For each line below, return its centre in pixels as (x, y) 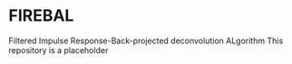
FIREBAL (41, 16)
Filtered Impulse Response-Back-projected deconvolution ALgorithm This (146, 41)
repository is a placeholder (58, 50)
